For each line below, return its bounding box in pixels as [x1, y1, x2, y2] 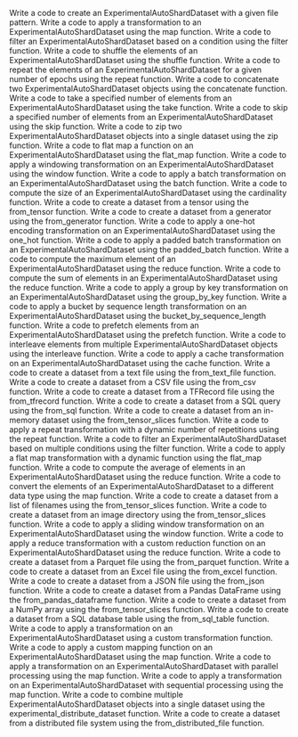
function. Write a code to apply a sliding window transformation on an [9, 519, 265, 529]
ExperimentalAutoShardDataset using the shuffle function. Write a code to [9, 55, 280, 65]
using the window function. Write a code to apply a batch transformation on [9, 168, 286, 179]
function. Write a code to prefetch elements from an [9, 320, 200, 331]
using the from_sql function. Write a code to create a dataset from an [9, 405, 262, 415]
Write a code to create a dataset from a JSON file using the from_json [9, 576, 265, 586]
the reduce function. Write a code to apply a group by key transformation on [9, 283, 289, 292]
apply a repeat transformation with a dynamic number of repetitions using [9, 424, 279, 435]
